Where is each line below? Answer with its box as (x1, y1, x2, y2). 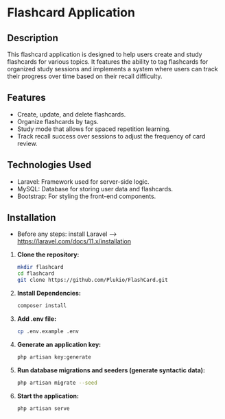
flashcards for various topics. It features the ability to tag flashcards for (7, 58, 209, 66)
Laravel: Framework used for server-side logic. (16, 177, 150, 186)
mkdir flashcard (16, 264, 64, 271)
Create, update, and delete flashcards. (16, 110, 126, 118)
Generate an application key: (16, 340, 102, 348)
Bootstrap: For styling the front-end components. (16, 192, 156, 200)
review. (16, 139, 38, 147)
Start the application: (16, 392, 80, 400)
